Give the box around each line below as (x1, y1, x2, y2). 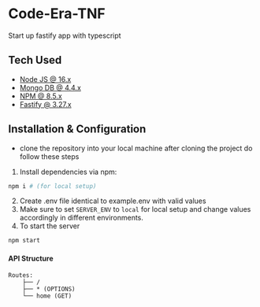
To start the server (19, 221, 80, 231)
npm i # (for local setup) (8, 182, 97, 190)
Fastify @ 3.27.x (19, 99, 72, 109)
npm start (8, 237, 41, 245)
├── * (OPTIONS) (22, 285, 76, 293)
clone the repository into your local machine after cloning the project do (19, 143, 253, 153)
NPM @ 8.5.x (19, 91, 63, 101)
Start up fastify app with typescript (8, 31, 121, 40)
